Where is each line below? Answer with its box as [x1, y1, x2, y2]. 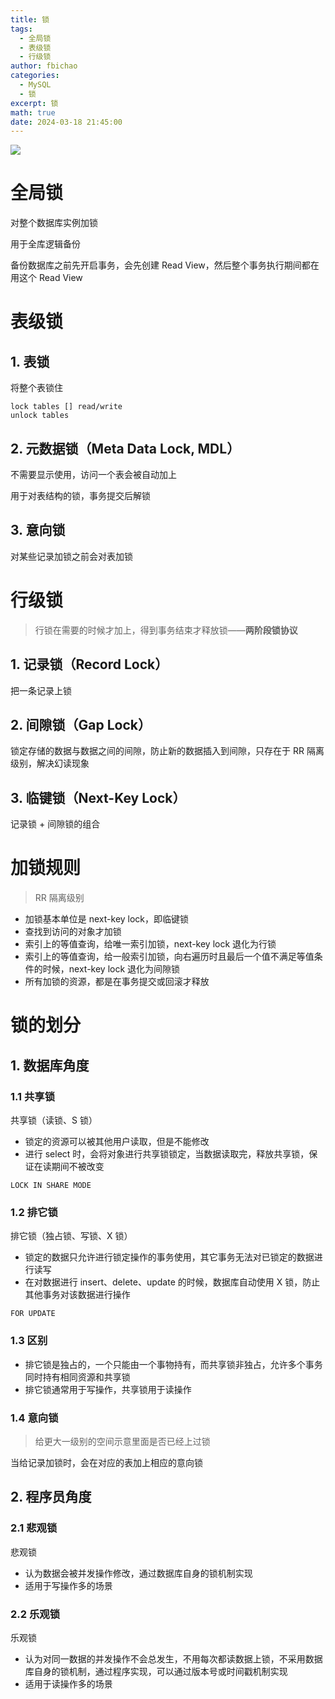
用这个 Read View [10, 272, 83, 284]
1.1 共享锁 [10, 1089, 56, 1103]
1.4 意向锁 [10, 1411, 59, 1425]
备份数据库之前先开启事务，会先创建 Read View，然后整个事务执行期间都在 [10, 259, 320, 271]
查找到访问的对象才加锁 [24, 926, 122, 938]
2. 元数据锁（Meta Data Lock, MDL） [10, 440, 241, 457]
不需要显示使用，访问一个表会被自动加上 [10, 469, 177, 480]
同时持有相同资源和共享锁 [24, 1371, 131, 1383]
